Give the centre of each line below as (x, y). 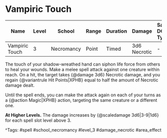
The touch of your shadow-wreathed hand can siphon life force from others (83, 64)
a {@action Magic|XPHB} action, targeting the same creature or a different (81, 100)
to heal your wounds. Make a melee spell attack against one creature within (83, 69)
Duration (117, 31)
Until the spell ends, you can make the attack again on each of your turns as (83, 95)
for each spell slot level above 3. (38, 120)
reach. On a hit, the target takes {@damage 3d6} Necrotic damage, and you (83, 74)
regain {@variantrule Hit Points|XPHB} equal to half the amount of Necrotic (82, 80)
